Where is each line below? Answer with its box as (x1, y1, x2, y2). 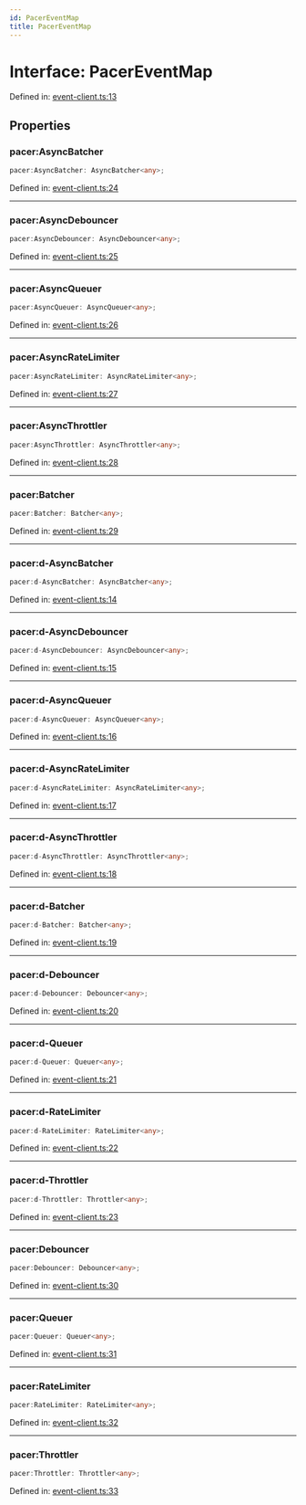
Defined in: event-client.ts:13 (9, 91, 117, 102)
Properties (9, 118, 71, 133)
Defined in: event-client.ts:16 (9, 731, 117, 742)
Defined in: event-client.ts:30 (9, 1279, 119, 1290)
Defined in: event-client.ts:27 (9, 388, 118, 399)
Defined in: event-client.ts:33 (9, 1486, 119, 1497)
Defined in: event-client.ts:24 (9, 183, 119, 193)
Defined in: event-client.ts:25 (9, 251, 118, 262)
